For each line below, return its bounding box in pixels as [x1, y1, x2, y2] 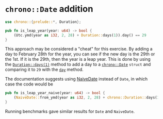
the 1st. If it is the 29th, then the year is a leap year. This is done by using [5, 56, 151, 62]
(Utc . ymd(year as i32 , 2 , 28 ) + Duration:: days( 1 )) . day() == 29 [14, 33, 147, 37]
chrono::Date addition [5, 3, 94, 15]
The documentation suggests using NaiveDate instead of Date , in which [5, 76, 148, 82]
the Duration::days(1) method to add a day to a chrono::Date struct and [5, 62, 151, 68]
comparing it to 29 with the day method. [5, 67, 84, 72]
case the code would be [5, 81, 53, 87]
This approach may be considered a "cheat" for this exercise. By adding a [5, 46, 153, 52]
